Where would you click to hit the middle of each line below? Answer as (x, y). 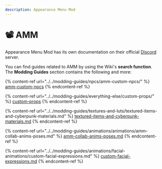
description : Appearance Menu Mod (40, 10)
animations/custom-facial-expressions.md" (49, 156)
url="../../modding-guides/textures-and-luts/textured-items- (97, 111)
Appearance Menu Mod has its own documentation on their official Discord (81, 52)
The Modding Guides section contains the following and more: (68, 72)
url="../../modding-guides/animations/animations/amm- (92, 131)
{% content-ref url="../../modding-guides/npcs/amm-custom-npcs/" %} (78, 81)
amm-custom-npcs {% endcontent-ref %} (48, 86)
